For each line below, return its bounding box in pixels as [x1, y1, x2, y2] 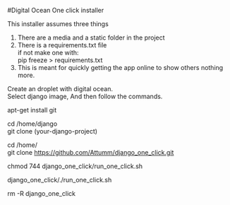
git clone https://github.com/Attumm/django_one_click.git [7, 148, 174, 156]
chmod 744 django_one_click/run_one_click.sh [7, 162, 143, 170]
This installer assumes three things [7, 20, 109, 28]
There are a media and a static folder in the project [17, 33, 165, 42]
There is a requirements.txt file [17, 41, 107, 49]
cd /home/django [7, 119, 58, 128]
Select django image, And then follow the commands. [7, 92, 163, 100]
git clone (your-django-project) [7, 127, 97, 135]
